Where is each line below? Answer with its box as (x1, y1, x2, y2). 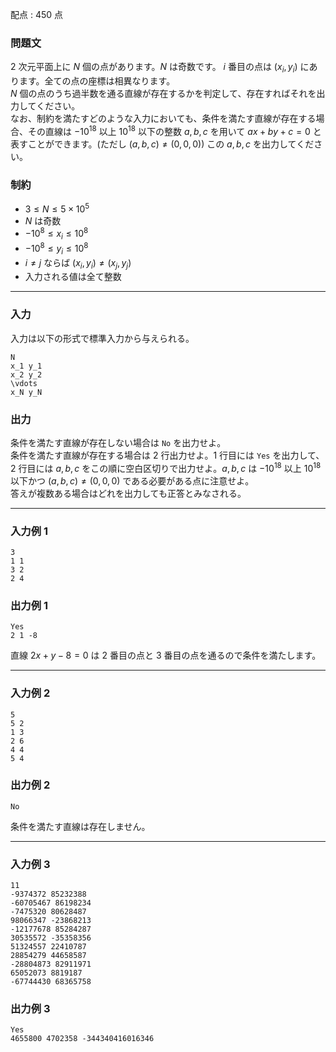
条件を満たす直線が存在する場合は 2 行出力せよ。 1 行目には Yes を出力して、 (10, 449, 325, 461)
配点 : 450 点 (10, 9, 64, 20)
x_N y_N (10, 387, 43, 397)
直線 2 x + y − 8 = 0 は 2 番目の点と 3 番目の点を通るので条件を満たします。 (10, 649, 322, 662)
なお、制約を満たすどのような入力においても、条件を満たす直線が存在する (10, 113, 317, 125)
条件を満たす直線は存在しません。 (10, 820, 151, 832)
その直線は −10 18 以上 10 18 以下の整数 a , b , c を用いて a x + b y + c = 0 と (27, 124, 322, 137)
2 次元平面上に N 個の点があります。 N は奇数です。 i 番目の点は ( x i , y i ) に (10, 61, 310, 75)
